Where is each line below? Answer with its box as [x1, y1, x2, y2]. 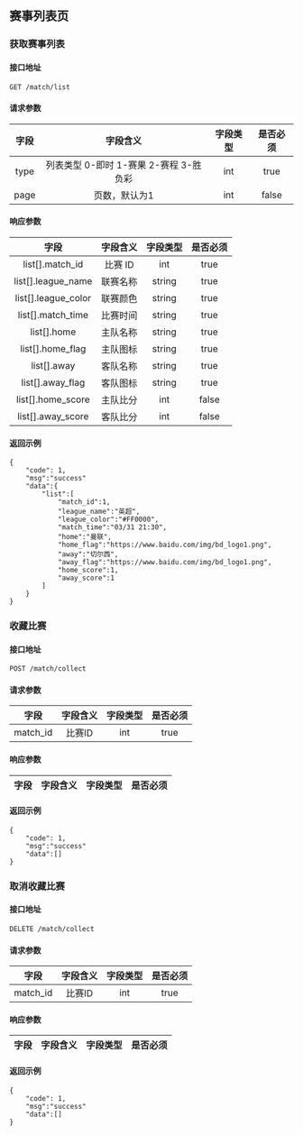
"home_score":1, [57, 566, 119, 575]
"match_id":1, [57, 498, 111, 507]
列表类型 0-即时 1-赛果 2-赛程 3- [45, 159, 193, 171]
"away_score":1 [57, 573, 115, 583]
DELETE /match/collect [9, 924, 95, 933]
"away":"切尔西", [57, 550, 119, 559]
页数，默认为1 [93, 188, 154, 201]
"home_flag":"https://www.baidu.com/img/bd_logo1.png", [57, 540, 272, 550]
